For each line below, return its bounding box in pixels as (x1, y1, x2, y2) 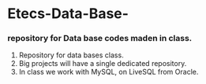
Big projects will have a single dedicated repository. (18, 59, 187, 68)
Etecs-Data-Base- (7, 5, 129, 23)
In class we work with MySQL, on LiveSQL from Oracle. (18, 68, 199, 77)
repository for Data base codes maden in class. (7, 33, 193, 44)
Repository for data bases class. (18, 50, 124, 60)
